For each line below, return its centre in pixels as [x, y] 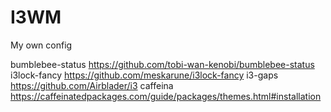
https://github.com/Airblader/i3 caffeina [92, 85]
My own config [41, 45]
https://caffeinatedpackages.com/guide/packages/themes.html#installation [166, 96]
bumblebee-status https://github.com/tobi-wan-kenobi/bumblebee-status [162, 64]
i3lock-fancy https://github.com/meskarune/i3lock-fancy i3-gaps [144, 75]
